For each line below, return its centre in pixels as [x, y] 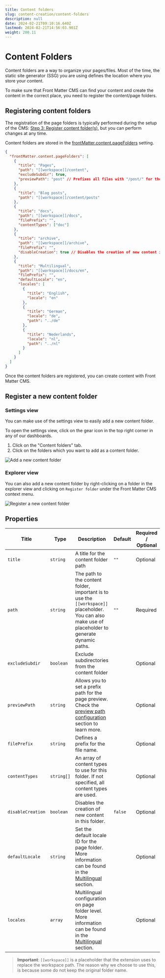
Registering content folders [48, 111]
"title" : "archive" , [39, 239]
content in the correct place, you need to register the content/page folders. [81, 95]
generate [86, 634]
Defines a [86, 737]
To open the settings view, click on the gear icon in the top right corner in [79, 431]
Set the [83, 829]
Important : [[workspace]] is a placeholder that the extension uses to [86, 960]
